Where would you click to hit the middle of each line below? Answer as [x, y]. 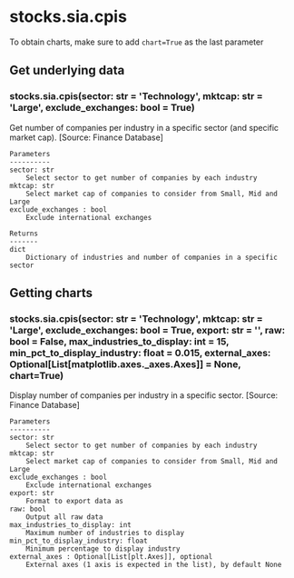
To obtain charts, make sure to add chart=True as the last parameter [137, 42]
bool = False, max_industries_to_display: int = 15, [119, 341]
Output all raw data [64, 517]
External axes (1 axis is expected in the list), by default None [154, 565]
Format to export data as [75, 502]
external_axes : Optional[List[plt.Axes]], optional [111, 557]
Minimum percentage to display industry [103, 549]
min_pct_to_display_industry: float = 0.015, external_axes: [140, 353]
